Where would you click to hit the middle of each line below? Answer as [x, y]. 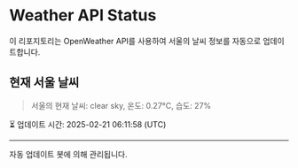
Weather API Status [83, 15]
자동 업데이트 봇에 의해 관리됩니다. [68, 154]
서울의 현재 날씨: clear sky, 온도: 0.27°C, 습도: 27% [121, 105]
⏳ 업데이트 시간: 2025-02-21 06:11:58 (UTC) [88, 124]
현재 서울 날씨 [44, 83]
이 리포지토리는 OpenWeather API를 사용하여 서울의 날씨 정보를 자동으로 [135, 41]
